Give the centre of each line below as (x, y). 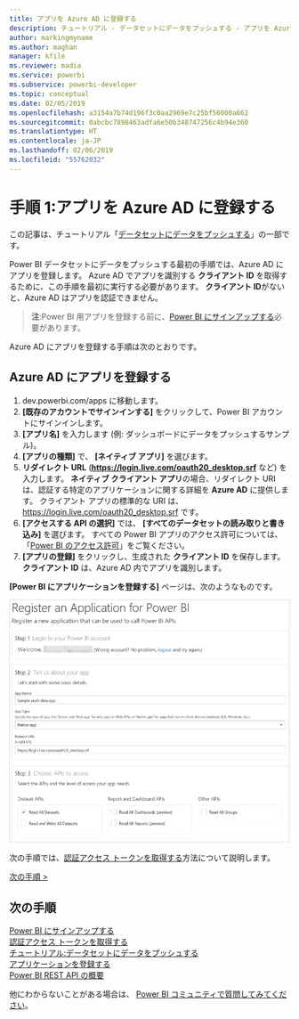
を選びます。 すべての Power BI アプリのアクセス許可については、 (163, 534)
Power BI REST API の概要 (57, 975)
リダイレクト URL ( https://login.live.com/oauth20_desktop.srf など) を (154, 467)
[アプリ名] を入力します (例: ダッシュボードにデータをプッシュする (144, 434)
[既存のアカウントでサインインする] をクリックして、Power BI (136, 412)
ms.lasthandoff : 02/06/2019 (61, 151)
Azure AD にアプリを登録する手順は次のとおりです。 (105, 346)
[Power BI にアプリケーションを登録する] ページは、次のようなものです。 (143, 586)
